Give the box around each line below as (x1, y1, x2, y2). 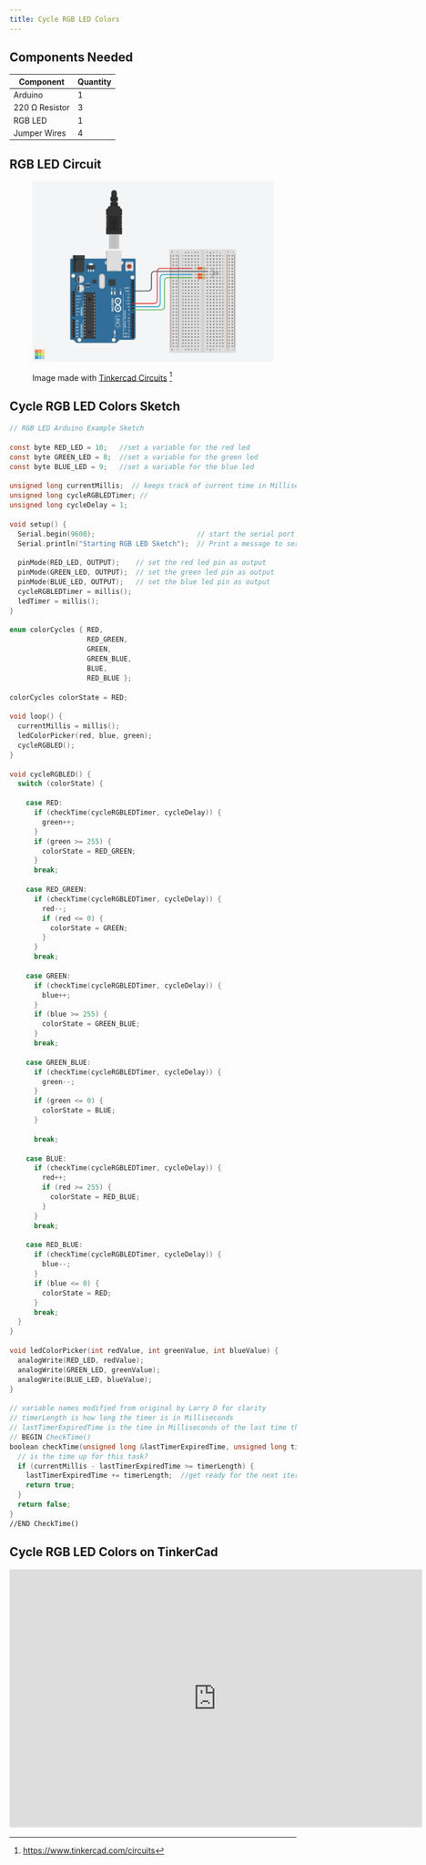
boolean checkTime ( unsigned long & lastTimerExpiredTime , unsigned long (9, 1442, 287, 1451)
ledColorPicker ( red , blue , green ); (17, 732, 153, 741)
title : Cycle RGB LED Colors (9, 15, 120, 24)
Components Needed (9, 50, 134, 66)
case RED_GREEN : (25, 885, 88, 895)
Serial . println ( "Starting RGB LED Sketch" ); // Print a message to (17, 538, 283, 548)
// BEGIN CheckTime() (9, 1432, 92, 1441)
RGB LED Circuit (9, 156, 102, 172)
